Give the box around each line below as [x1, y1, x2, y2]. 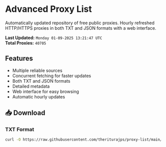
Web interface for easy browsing [12, 88, 79, 95]
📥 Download [5, 109, 45, 117]
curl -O [5, 137, 21, 142]
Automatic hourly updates [12, 94, 65, 99]
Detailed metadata [12, 83, 50, 89]
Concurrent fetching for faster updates [12, 73, 91, 79]
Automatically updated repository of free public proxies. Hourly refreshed [5, 20, 155, 26]
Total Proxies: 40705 [5, 40, 46, 46]
